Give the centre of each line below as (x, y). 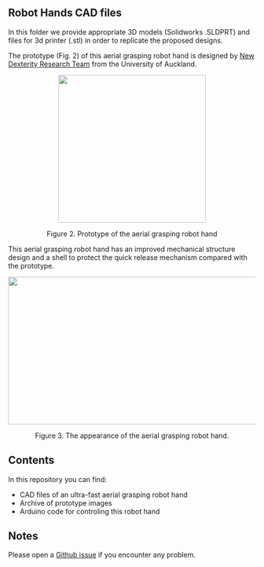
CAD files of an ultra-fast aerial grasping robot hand (104, 495)
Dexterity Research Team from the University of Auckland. (103, 64)
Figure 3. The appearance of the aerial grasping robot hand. (132, 435)
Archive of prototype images (66, 502)
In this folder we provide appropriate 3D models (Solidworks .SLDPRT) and (129, 31)
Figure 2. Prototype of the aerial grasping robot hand (132, 233)
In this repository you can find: (58, 479)
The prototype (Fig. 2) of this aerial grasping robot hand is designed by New (132, 55)
